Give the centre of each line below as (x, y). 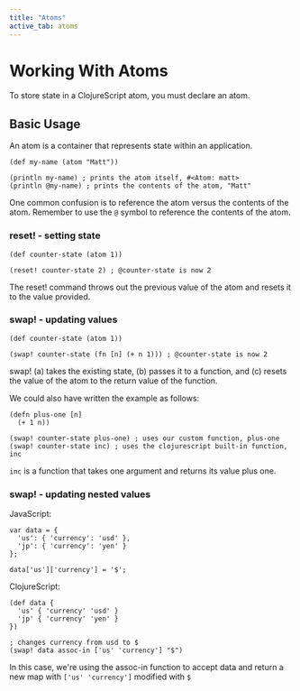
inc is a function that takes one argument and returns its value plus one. (143, 471)
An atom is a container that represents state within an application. (131, 146)
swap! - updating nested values (80, 494)
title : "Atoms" (38, 18)
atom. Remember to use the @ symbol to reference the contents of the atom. (150, 212)
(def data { (32, 603)
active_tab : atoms (44, 26)
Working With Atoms (89, 71)
